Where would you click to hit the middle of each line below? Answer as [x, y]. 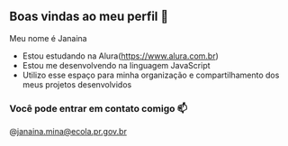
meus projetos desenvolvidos [77, 84]
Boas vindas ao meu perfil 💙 [89, 17]
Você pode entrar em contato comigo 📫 [98, 108]
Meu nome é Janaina [48, 38]
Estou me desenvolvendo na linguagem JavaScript [116, 65]
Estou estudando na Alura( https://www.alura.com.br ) [120, 56]
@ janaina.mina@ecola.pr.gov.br [68, 132]
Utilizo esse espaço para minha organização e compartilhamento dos [151, 75]
